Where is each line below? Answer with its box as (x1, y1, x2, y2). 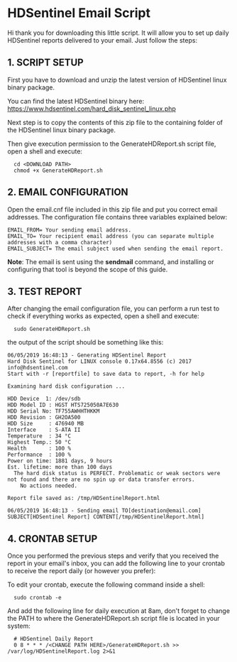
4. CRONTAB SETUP (7, 533, 98, 545)
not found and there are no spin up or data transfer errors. (7, 476, 195, 484)
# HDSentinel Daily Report (13, 636, 94, 643)
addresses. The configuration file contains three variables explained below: (7, 212, 228, 221)
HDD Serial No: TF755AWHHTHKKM (7, 408, 100, 415)
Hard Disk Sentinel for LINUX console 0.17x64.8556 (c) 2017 (7, 358, 192, 365)
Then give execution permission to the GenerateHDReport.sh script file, (7, 139, 216, 148)
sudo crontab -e (13, 595, 62, 602)
